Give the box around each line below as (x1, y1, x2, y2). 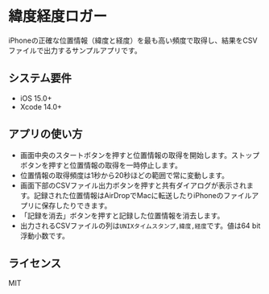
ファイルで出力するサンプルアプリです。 (8, 45, 143, 55)
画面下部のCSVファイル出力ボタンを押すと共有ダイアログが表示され (19, 180, 247, 190)
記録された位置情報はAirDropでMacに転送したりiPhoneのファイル (33, 190, 252, 200)
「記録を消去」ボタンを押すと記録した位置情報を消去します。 (19, 210, 225, 220)
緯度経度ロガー (8, 7, 108, 26)
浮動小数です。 (19, 230, 70, 240)
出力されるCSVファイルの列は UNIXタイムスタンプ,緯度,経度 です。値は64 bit (19, 221, 261, 230)
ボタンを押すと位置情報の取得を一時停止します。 (19, 160, 183, 170)
